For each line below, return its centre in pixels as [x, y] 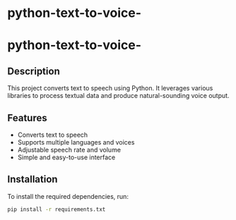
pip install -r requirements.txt [57, 209]
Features [27, 118]
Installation [33, 179]
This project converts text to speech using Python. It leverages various [110, 88]
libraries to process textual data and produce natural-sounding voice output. [118, 96]
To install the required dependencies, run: [68, 196]
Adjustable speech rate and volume [69, 150]
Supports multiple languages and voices [76, 142]
